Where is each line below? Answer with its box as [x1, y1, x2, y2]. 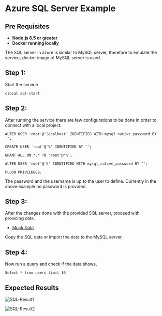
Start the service [5, 81, 38, 87]
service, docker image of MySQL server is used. [5, 55, 102, 61]
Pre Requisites [5, 22, 50, 31]
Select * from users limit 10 [5, 270, 66, 275]
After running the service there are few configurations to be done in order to [5, 117, 157, 123]
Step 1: [5, 69, 26, 77]
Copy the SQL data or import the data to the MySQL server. [5, 234, 123, 240]
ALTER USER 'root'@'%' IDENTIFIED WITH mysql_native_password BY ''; [5, 161, 148, 166]
